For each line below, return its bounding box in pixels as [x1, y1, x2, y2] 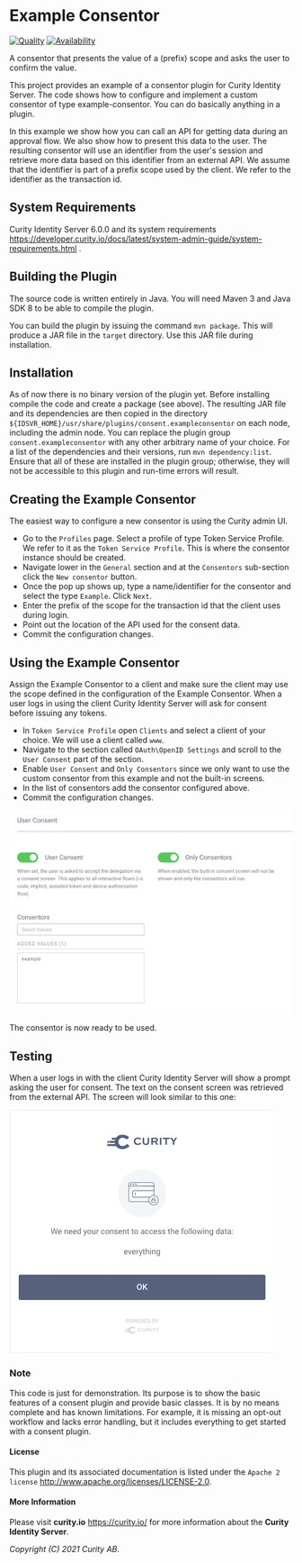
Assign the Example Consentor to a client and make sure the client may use [9, 679, 289, 689]
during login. [22, 610, 70, 621]
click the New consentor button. [22, 571, 138, 582]
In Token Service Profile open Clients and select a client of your [22, 725, 267, 735]
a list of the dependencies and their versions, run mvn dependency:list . [9, 447, 272, 458]
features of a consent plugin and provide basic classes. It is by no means [9, 1397, 280, 1408]
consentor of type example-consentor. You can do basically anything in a [9, 98, 280, 109]
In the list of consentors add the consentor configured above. [22, 783, 250, 793]
